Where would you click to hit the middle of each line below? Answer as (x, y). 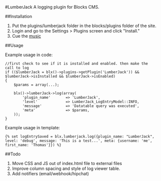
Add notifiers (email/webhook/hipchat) (51, 173)
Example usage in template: (33, 128)
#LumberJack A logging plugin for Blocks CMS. (52, 7)
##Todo (13, 154)
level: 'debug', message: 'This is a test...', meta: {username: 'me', (79, 141)
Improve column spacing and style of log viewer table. (66, 168)
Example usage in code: (29, 55)
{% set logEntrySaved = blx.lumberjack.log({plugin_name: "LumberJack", (80, 136)
